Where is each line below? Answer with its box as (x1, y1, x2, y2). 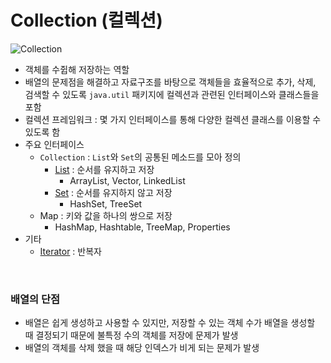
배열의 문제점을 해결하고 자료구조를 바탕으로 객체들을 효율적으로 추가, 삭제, (24, 76, 317, 88)
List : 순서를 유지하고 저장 (54, 163, 155, 175)
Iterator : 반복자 (39, 245, 102, 257)
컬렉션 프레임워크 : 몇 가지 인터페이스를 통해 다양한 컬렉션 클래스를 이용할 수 (24, 113, 322, 125)
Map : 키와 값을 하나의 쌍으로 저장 (39, 209, 173, 221)
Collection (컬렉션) (10, 9, 163, 32)
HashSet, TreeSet (69, 197, 143, 210)
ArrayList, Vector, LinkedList (69, 174, 186, 186)
